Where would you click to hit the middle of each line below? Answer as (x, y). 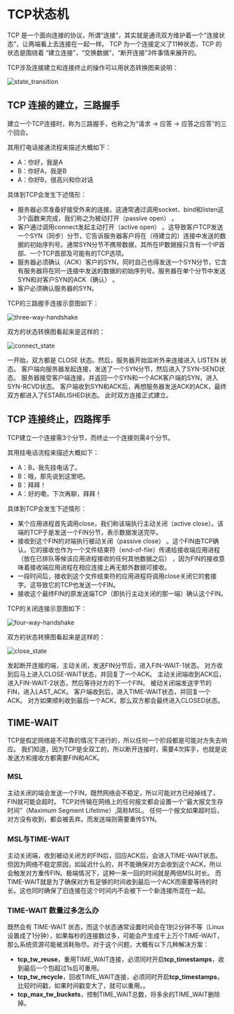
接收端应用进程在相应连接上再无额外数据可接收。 (100, 567)
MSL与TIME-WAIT (39, 839)
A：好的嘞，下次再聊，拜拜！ (59, 493)
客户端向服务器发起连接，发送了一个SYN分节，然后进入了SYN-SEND (120, 369)
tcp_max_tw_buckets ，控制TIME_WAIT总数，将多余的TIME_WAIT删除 (119, 994)
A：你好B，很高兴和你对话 (55, 179)
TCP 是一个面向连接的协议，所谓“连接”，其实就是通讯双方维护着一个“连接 (113, 35)
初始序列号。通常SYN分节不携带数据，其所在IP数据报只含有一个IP (124, 244)
